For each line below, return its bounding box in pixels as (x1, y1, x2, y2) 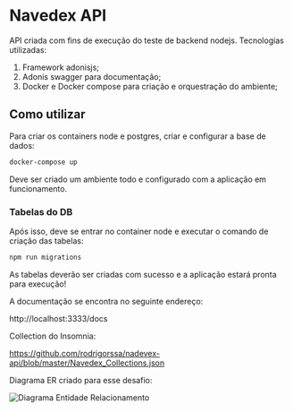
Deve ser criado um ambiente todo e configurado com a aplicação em (9, 174, 266, 185)
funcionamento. (9, 183, 68, 193)
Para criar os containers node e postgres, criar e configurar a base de (9, 131, 266, 142)
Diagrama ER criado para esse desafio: (9, 374, 153, 385)
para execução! (9, 279, 67, 289)
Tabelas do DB (9, 205, 73, 218)
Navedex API (9, 5, 107, 26)
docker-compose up (9, 158, 78, 167)
